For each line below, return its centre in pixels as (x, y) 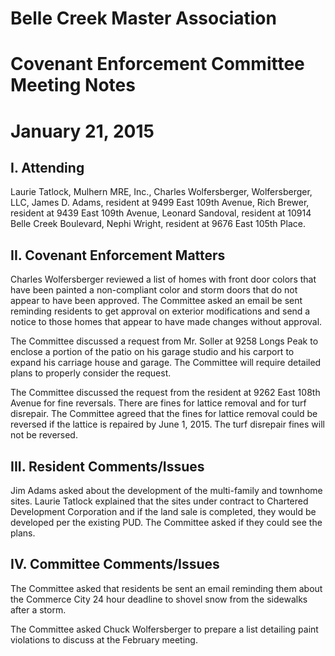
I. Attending (47, 167)
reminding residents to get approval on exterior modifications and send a (160, 311)
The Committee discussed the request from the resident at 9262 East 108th (165, 393)
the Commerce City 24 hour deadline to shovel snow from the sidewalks (159, 599)
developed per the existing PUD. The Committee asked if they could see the (166, 522)
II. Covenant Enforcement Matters (118, 255)
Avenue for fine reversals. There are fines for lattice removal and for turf (158, 403)
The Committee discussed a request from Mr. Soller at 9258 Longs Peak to (164, 341)
